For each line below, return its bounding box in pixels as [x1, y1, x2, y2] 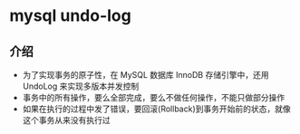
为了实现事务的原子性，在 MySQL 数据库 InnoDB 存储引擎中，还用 [22, 70, 269, 80]
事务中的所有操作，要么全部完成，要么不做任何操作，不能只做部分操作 [22, 92, 285, 102]
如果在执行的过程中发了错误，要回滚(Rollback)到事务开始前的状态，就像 [22, 103, 292, 114]
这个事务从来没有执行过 [22, 115, 111, 125]
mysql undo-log [9, 5, 131, 26]
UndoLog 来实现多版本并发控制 [22, 81, 140, 91]
